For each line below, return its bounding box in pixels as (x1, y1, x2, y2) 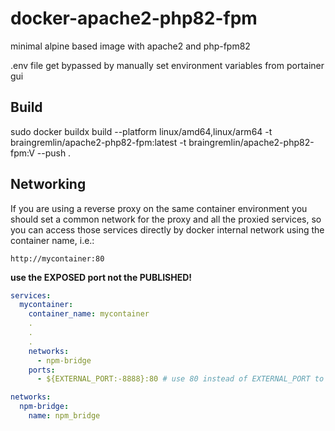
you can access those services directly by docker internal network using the (10, 223, 325, 236)
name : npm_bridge (28, 411, 101, 421)
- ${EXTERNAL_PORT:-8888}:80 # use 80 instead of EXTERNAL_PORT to (36, 374, 325, 384)
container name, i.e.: (10, 234, 95, 246)
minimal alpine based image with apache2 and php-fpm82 (10, 40, 251, 52)
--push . (36, 147, 72, 159)
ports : (28, 365, 56, 375)
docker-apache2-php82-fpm (10, 7, 258, 30)
